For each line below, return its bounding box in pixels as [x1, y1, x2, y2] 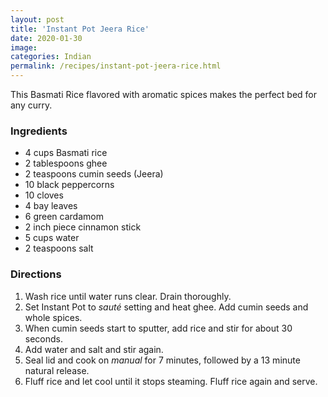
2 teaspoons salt [24, 242, 94, 255]
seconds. [24, 332, 64, 345]
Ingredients [10, 124, 68, 138]
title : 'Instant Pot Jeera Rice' [10, 24, 150, 34]
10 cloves [24, 189, 64, 201]
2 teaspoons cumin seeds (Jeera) [24, 168, 164, 180]
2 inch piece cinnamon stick [24, 221, 142, 233]
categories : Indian [10, 52, 92, 62]
